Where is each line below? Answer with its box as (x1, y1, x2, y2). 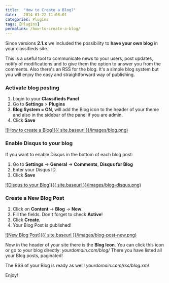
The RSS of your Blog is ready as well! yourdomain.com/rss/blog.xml (5, 262, 149, 269)
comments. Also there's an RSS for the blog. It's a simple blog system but (5, 66, 159, 73)
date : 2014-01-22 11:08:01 (5, 12, 67, 17)
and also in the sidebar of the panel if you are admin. (12, 112, 123, 118)
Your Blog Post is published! (12, 222, 72, 228)
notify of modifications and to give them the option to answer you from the (5, 61, 161, 67)
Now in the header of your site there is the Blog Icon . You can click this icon (5, 242, 164, 248)
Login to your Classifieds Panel (12, 96, 79, 102)
